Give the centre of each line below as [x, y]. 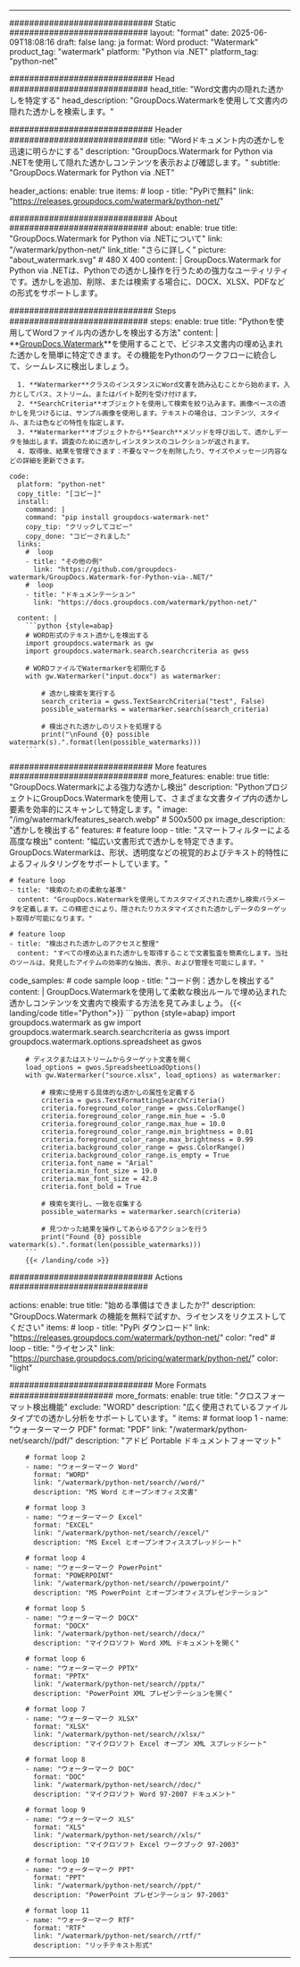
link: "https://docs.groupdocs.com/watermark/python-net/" [145, 603]
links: [29, 544]
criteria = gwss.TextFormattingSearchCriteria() [133, 1100]
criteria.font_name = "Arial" [97, 1163]
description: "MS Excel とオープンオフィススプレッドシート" [137, 1543]
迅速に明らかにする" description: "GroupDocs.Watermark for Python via [142, 151]
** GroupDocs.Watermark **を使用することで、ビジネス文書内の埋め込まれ [146, 344]
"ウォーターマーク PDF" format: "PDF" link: [88, 1429]
